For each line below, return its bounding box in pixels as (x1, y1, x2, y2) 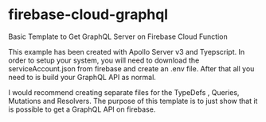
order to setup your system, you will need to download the (8, 55, 200, 65)
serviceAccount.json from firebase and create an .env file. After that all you (8, 63, 255, 73)
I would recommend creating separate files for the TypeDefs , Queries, (8, 87, 240, 97)
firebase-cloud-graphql (8, 6, 169, 24)
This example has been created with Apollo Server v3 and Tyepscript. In (8, 47, 245, 56)
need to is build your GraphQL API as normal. (8, 72, 157, 82)
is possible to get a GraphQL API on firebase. (8, 105, 156, 114)
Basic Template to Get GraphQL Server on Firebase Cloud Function (8, 32, 229, 41)
